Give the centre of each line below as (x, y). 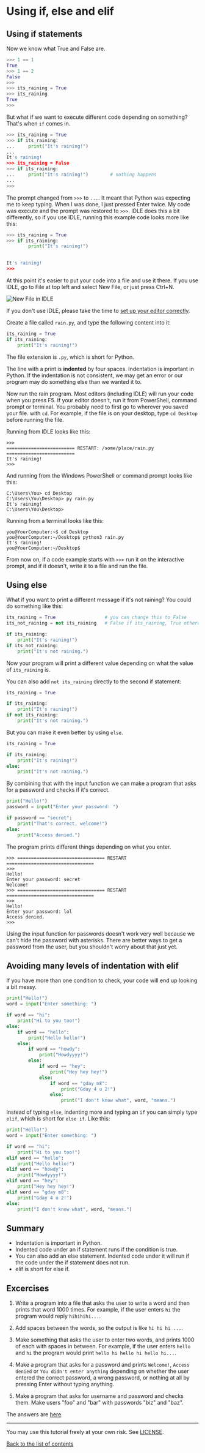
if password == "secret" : (39, 818)
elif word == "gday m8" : (38, 1192)
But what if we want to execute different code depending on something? (97, 117)
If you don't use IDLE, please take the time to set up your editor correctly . (98, 310)
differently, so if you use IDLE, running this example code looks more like (98, 217)
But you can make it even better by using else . (65, 732)
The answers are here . (34, 1414)
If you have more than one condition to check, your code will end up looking (102, 980)
